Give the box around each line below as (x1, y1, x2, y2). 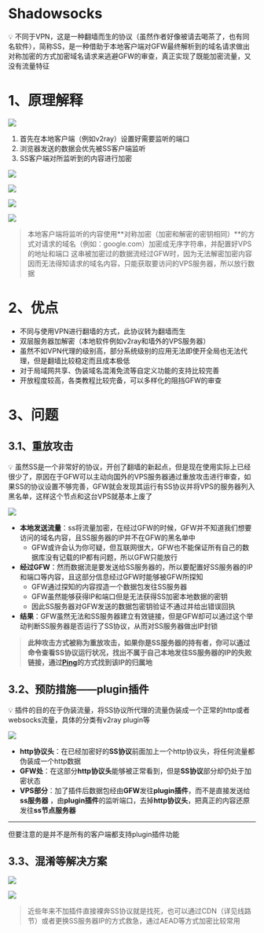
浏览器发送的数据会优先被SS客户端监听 (19, 143, 146, 153)
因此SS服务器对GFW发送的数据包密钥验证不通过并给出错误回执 (31, 601, 236, 611)
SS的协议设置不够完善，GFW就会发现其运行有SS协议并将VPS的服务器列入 (14, 481, 255, 491)
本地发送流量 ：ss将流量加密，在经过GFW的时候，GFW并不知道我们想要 (19, 523, 252, 532)
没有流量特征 (8, 61, 49, 71)
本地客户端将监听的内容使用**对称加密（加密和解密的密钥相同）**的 (27, 229, 248, 238)
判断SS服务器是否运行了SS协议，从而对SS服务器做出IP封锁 (26, 621, 218, 630)
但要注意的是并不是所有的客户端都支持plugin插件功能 (8, 829, 180, 839)
